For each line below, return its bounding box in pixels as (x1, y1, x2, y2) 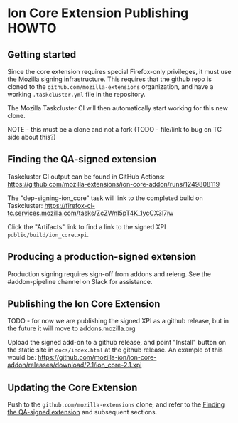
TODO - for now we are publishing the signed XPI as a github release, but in (7, 317, 229, 325)
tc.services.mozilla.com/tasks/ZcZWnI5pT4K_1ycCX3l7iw (7, 209, 174, 217)
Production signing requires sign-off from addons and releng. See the (7, 269, 212, 278)
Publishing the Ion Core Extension (7, 298, 161, 310)
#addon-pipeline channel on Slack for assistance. (7, 277, 153, 286)
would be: (7, 353, 37, 362)
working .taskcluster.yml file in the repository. (7, 90, 146, 98)
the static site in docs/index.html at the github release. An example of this (7, 345, 223, 354)
